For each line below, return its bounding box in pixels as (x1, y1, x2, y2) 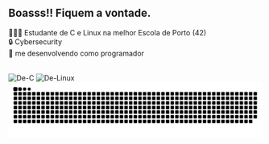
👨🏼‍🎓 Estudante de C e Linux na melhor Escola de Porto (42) (8, 27, 207, 37)
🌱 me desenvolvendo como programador (8, 48, 145, 58)
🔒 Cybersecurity (8, 36, 63, 47)
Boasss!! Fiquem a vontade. (8, 6, 151, 20)
